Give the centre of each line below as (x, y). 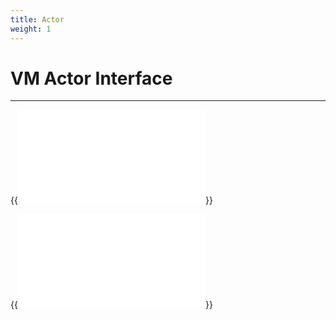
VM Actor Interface (91, 78)
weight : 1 (31, 29)
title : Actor (37, 19)
